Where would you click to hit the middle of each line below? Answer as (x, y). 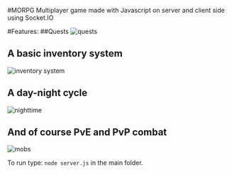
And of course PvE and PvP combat (87, 133)
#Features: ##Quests (38, 31)
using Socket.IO (31, 18)
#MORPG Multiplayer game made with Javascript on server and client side (116, 10)
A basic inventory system (65, 53)
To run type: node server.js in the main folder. (75, 163)
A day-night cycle (47, 93)
